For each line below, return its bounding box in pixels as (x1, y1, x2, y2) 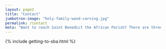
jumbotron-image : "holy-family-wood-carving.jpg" (5, 16, 110, 21)
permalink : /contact (5, 20, 48, 26)
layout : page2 (5, 7, 35, 12)
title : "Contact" (5, 12, 41, 16)
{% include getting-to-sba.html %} (5, 38, 76, 44)
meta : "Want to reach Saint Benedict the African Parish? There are (5, 25, 149, 30)
